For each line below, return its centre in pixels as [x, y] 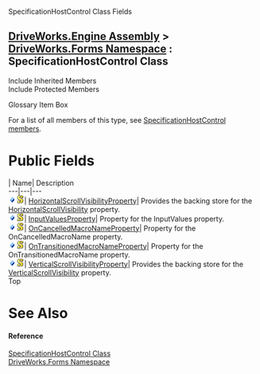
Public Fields [52, 161]
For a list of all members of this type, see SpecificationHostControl [117, 120]
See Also [38, 313]
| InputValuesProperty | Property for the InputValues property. [124, 218]
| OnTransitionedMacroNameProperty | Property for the [114, 246]
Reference [26, 336]
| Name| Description [41, 183]
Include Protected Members [54, 89]
